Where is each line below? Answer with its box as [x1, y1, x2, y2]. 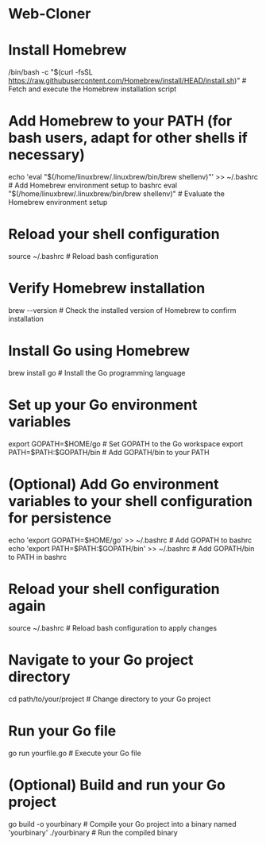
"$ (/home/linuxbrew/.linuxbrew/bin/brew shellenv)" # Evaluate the [8, 189, 225, 199]
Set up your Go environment [8, 396, 198, 414]
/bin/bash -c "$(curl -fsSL [8, 68, 94, 77]
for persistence [8, 509, 112, 527]
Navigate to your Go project [8, 650, 194, 669]
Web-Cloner [8, 5, 91, 23]
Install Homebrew [8, 41, 127, 60]
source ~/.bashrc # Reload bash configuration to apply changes [8, 623, 217, 632]
